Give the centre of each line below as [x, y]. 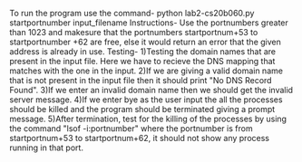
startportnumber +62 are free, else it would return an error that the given [145, 42]
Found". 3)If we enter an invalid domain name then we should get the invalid [151, 90]
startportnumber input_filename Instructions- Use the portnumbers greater [149, 23]
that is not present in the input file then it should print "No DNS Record [141, 80]
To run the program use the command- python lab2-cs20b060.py [132, 13]
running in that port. [47, 148]
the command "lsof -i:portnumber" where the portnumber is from [131, 129]
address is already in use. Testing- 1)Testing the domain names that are [143, 52]
